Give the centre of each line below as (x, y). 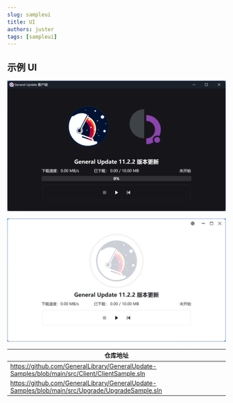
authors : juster (31, 29)
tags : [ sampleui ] (32, 37)
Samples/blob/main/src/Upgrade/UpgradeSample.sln (86, 390)
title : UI (21, 22)
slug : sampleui (29, 15)
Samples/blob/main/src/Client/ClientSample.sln (78, 373)
